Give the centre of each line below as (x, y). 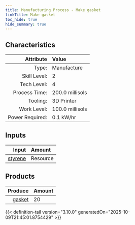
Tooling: (38, 101)
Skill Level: (35, 76)
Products (20, 176)
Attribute (36, 59)
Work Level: (33, 109)
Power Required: (27, 118)
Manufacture (67, 68)
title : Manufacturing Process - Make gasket (53, 10)
